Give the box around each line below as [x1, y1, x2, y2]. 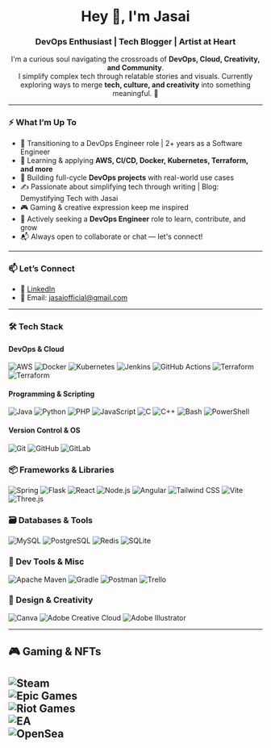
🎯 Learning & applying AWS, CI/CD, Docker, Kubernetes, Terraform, [19, 155, 248, 165]
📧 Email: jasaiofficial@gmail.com [19, 293, 128, 303]
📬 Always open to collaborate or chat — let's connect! [19, 232, 203, 241]
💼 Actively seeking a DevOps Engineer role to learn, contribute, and [19, 214, 246, 224]
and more [19, 164, 53, 173]
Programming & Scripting [8, 389, 95, 399]
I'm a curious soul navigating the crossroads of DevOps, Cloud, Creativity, [10, 54, 261, 64]
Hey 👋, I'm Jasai [81, 7, 190, 26]
